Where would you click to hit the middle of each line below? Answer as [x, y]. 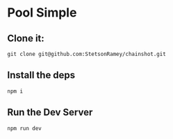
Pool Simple [42, 13]
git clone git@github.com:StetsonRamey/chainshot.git [87, 54]
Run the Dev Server [50, 112]
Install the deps [41, 75]
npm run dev [24, 128]
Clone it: [26, 38]
